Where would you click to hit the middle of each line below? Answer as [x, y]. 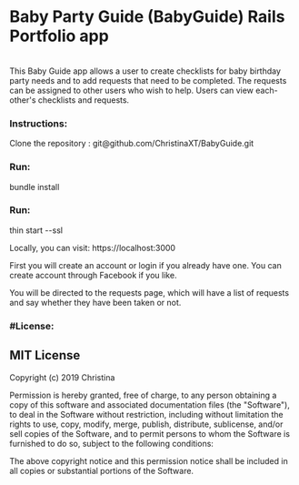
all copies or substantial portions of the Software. [101, 470]
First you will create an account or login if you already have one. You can [145, 265]
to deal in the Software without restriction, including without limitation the [146, 414]
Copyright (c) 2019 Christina [62, 377]
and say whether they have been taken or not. [95, 302]
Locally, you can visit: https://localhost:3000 [92, 248]
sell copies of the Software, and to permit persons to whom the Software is [150, 433]
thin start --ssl [36, 230]
